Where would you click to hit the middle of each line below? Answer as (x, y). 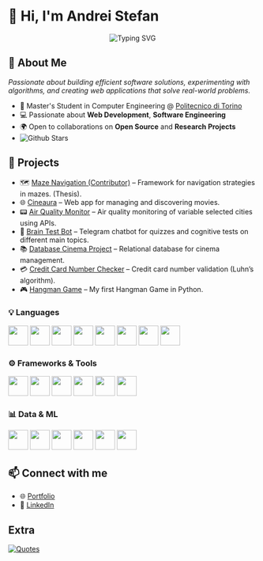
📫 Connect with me (58, 473)
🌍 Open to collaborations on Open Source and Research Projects (128, 127)
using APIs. (38, 223)
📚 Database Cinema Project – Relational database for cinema (119, 248)
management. (42, 260)
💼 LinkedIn (37, 505)
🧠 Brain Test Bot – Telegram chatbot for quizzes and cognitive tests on (134, 231)
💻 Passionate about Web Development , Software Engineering (123, 115)
